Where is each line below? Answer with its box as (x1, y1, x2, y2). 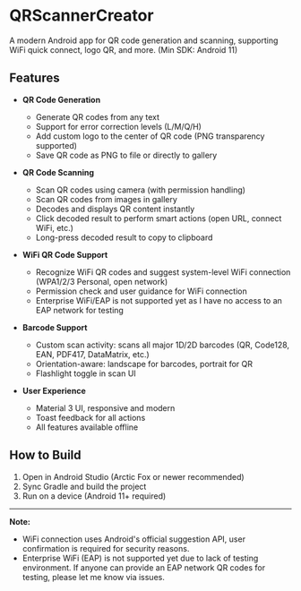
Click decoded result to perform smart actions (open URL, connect (35, 212, 282, 224)
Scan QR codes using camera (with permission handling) (35, 184, 246, 195)
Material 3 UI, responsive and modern (35, 402, 176, 413)
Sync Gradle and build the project (21, 481, 147, 492)
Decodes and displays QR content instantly (35, 203, 195, 214)
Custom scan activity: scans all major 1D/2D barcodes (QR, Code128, (35, 339, 289, 350)
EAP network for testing (35, 304, 124, 315)
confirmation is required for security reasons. (21, 543, 190, 553)
